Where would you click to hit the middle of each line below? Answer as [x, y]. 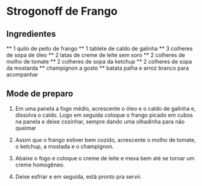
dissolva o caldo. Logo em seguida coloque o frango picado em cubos [104, 115]
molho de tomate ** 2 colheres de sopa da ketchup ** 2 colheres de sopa [99, 61]
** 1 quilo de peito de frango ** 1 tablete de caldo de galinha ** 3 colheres [99, 48]
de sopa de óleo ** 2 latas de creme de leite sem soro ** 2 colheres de [96, 55]
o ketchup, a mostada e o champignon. [65, 146]
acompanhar [22, 74]
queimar [26, 128]
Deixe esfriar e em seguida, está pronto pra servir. [78, 176]
